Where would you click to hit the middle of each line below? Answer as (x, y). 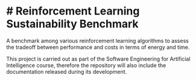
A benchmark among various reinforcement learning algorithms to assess (97, 40)
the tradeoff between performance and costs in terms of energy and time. (98, 47)
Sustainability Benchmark (72, 24)
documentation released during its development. (67, 71)
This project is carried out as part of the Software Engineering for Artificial (99, 59)
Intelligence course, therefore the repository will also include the (86, 65)
